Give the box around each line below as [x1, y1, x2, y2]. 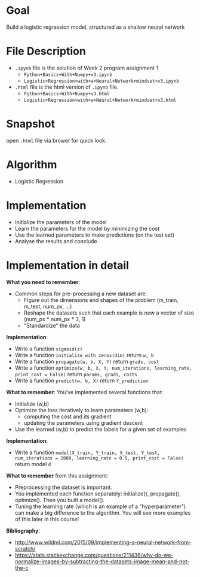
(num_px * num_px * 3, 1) [23, 315, 86, 322]
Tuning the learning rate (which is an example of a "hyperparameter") [14, 503, 186, 510]
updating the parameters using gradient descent [23, 419, 143, 426]
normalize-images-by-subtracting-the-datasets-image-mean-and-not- [14, 558, 190, 565]
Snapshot [6, 117, 56, 131]
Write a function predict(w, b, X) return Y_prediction [14, 377, 149, 384]
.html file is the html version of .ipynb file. [14, 83, 119, 90]
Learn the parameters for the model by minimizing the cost [14, 225, 160, 232]
